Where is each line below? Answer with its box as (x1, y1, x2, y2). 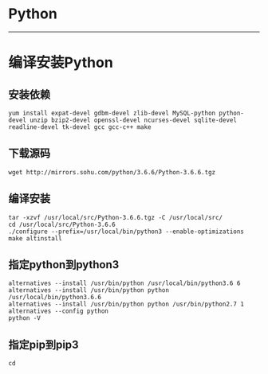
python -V (8, 314, 41, 322)
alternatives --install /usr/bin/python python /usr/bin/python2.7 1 (8, 300, 245, 309)
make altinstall (8, 234, 62, 243)
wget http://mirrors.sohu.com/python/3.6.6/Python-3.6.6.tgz (8, 168, 216, 176)
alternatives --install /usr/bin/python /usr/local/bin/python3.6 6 (8, 279, 241, 287)
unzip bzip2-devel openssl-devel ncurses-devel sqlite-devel (29, 116, 238, 124)
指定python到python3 (8, 258, 120, 271)
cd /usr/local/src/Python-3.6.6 (8, 220, 116, 228)
